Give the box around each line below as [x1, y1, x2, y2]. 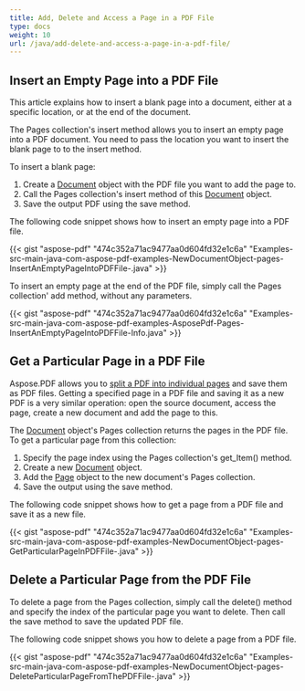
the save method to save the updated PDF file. [9, 615, 184, 626]
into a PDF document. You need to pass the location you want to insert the [9, 134, 289, 145]
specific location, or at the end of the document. [9, 107, 192, 118]
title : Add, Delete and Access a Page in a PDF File [9, 13, 215, 23]
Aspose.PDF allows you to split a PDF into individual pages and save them [9, 378, 288, 389]
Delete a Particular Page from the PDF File [9, 572, 252, 588]
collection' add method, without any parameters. [9, 290, 193, 301]
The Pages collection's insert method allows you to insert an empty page [9, 124, 285, 135]
